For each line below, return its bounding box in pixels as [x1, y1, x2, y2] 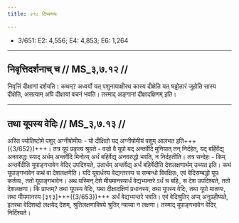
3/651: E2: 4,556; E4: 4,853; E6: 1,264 [17, 36, 129, 45]
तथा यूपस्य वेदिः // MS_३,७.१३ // [7, 118, 126, 130]
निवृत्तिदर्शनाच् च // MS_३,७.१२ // [7, 63, 128, 75]
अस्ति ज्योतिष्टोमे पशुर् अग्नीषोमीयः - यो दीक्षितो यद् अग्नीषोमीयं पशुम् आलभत [7, 136, 175, 146]
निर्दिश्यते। [7, 209, 31, 217]
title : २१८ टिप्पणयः [7, 10, 58, 18]
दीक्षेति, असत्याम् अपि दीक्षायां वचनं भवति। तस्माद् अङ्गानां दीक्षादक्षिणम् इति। [7, 90, 176, 99]
